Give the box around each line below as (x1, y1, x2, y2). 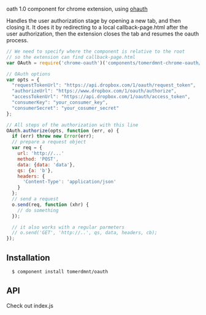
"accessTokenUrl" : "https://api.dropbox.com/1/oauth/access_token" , (12, 94, 191, 100)
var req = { (12, 145, 43, 151)
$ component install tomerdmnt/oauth (12, 268, 109, 275)
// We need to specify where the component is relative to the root (6, 48, 185, 55)
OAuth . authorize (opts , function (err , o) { (6, 127, 120, 134)
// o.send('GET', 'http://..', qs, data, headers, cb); (12, 230, 158, 236)
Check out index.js (6, 302, 54, 309)
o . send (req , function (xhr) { (12, 202, 89, 208)
